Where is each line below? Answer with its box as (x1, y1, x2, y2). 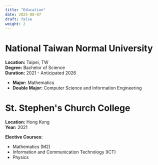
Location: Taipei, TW (5, 59, 49, 65)
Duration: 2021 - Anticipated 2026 (5, 70, 76, 76)
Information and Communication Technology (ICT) (12, 149, 116, 155)
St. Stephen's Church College (5, 102, 130, 114)
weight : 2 (5, 21, 26, 26)
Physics (12, 154, 29, 160)
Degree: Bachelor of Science (5, 64, 65, 70)
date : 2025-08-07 (5, 12, 41, 17)
